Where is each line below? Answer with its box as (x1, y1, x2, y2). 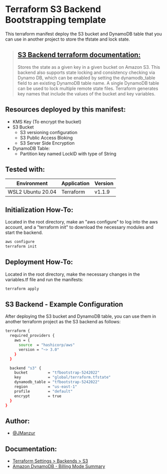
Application (61, 180, 90, 187)
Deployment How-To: (5, 258, 73, 267)
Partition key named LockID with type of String (20, 151, 117, 157)
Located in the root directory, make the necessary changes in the (5, 271, 140, 277)
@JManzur (12, 430, 36, 436)
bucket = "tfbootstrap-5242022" (14, 370, 100, 375)
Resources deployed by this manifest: (5, 105, 126, 114)
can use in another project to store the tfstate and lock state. (5, 36, 130, 42)
